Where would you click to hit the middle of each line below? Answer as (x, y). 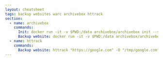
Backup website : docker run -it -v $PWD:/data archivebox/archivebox (90, 37)
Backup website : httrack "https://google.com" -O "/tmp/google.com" (89, 50)
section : (14, 18)
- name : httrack (26, 41)
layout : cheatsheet (25, 9)
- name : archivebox (29, 23)
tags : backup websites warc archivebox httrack (54, 14)
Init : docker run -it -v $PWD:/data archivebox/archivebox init (84, 32)
